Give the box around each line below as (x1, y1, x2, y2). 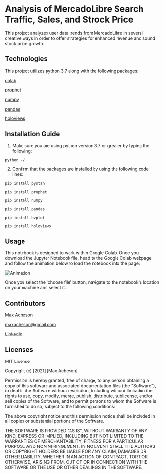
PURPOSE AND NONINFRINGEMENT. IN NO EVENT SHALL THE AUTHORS (5, 444, 156, 449)
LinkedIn (5, 331, 23, 337)
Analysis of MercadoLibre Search (5, 3, 144, 15)
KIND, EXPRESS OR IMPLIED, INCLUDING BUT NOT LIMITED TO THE (5, 433, 144, 439)
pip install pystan (5, 181, 45, 186)
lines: (12, 171, 23, 177)
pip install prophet (5, 189, 47, 195)
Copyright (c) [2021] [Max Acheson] (5, 368, 78, 374)
